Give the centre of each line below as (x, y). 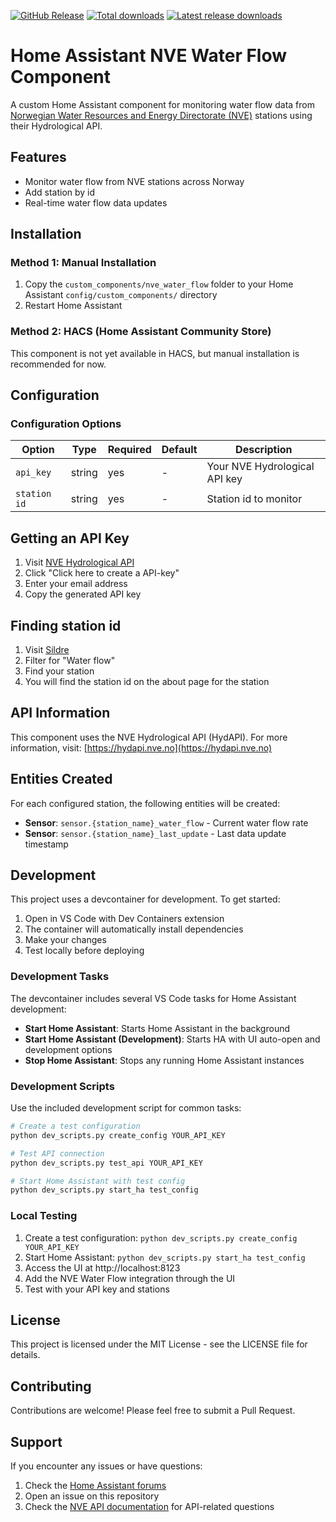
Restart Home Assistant (73, 306)
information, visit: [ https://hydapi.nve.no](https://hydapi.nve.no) (141, 747)
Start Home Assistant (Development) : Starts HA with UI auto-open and (172, 1039)
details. (25, 1355)
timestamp (46, 844)
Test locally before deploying (84, 951)
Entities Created (61, 779)
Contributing (51, 1386)
